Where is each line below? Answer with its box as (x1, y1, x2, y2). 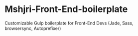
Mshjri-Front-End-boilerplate (4, 3, 128, 15)
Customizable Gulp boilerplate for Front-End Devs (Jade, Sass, (4, 20, 134, 26)
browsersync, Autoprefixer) (4, 25, 61, 31)
